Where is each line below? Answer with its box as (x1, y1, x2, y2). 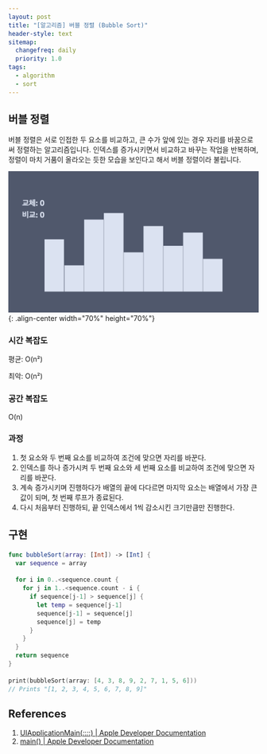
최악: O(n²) (8, 371, 44, 381)
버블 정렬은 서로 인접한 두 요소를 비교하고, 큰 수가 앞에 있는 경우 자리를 (8, 135, 226, 145)
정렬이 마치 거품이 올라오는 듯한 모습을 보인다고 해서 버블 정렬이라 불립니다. (8, 155, 242, 165)
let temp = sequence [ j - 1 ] (37, 601, 123, 609)
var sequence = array (15, 559, 87, 567)
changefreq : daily (15, 46, 77, 55)
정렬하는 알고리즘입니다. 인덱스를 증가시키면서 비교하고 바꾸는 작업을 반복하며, (16, 145, 259, 154)
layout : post (8, 13, 52, 21)
